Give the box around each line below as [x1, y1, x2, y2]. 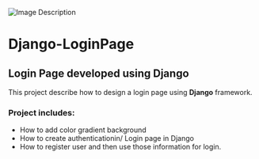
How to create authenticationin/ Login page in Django [19, 134, 194, 143]
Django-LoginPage [8, 36, 135, 53]
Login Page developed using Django [8, 66, 189, 80]
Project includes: [8, 107, 75, 118]
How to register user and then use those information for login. [19, 142, 222, 152]
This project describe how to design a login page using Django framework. [8, 88, 253, 97]
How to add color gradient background [19, 125, 147, 134]
